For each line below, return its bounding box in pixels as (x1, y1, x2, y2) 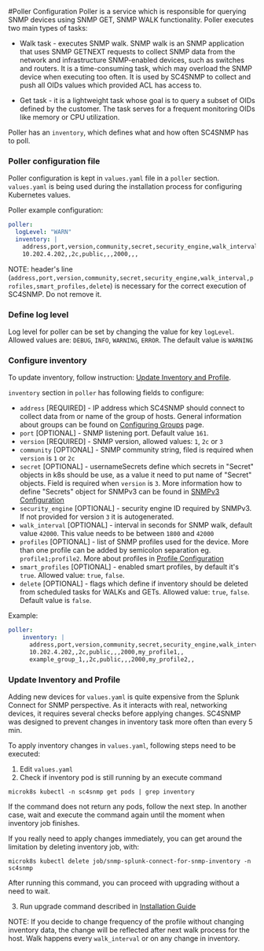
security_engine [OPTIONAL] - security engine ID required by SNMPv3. (19, 504, 252, 513)
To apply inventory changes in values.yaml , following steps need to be (8, 740, 236, 750)
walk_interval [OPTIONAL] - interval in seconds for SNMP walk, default (19, 520, 253, 530)
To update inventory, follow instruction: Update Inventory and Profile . (8, 373, 232, 383)
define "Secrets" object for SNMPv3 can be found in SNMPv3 (19, 487, 220, 497)
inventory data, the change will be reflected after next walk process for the (8, 925, 250, 934)
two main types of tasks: (8, 24, 88, 32)
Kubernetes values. (8, 191, 71, 200)
